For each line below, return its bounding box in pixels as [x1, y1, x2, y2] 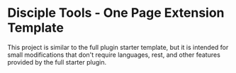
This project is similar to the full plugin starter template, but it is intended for [7, 43, 229, 51]
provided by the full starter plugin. [7, 58, 107, 66]
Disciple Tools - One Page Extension [7, 5, 225, 21]
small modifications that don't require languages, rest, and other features [7, 51, 221, 59]
